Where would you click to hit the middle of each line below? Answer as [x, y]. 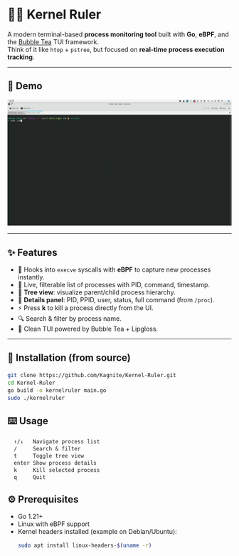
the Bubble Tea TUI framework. [53, 41]
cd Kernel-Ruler [31, 383]
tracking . [21, 57]
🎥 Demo [25, 86]
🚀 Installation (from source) [69, 358]
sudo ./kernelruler [36, 398]
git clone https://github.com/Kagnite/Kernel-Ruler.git [92, 375]
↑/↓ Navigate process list [57, 442]
